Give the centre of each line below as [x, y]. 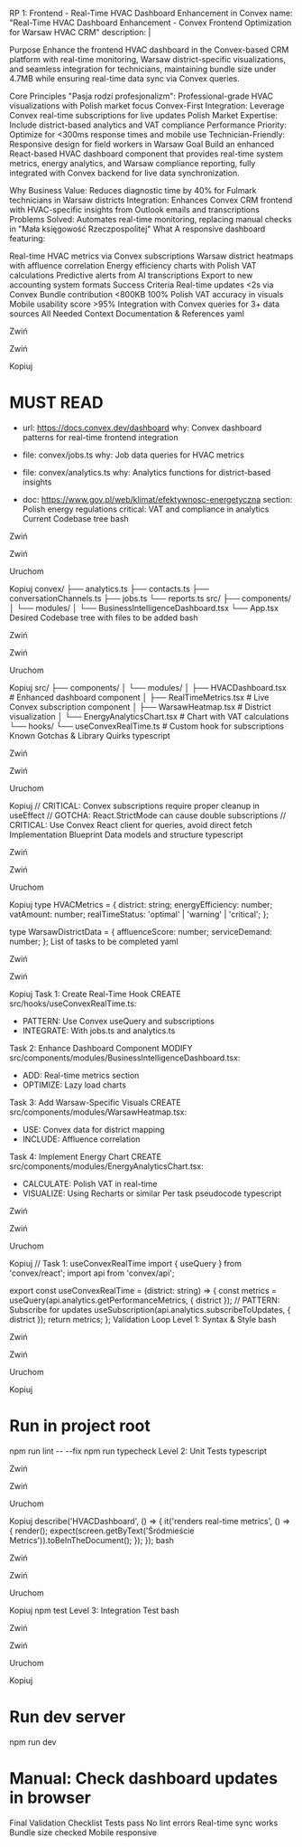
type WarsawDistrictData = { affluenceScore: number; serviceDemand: [141, 931]
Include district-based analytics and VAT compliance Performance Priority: [148, 125]
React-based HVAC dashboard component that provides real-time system [146, 154]
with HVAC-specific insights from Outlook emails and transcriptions [134, 210]
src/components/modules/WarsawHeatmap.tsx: [98, 1112]
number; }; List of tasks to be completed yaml [94, 941]
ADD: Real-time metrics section [81, 1075]
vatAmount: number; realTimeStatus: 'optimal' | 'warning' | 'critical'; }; [139, 914]
